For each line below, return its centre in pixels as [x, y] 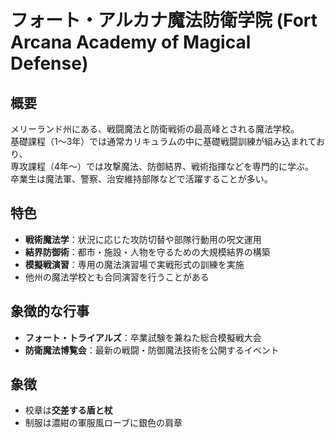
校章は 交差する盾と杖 [68, 410]
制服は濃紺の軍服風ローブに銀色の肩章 [103, 423]
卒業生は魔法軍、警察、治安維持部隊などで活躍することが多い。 [141, 179]
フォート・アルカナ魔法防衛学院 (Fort [164, 20]
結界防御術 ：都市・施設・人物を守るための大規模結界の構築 [147, 252]
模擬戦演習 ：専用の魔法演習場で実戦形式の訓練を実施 [134, 264]
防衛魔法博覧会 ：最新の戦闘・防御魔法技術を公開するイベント [152, 350]
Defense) [49, 63]
